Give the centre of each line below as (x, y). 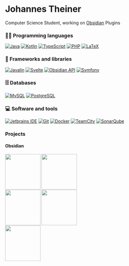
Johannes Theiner (43, 9)
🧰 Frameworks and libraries (39, 59)
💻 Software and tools (32, 109)
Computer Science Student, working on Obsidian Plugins (63, 23)
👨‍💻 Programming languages (39, 36)
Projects (15, 134)
